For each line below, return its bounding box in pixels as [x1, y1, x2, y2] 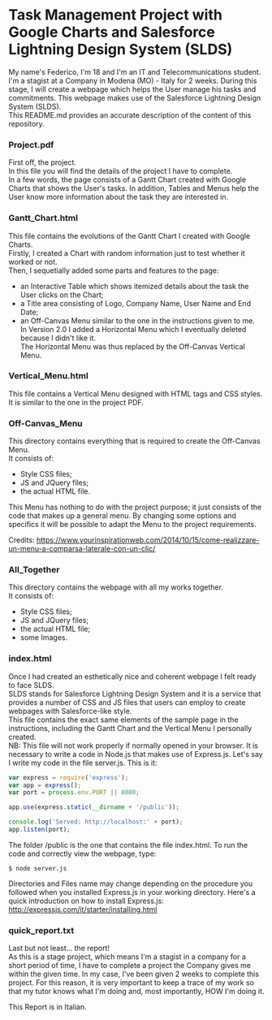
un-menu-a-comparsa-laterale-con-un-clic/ [8, 544, 156, 554]
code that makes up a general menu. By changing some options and [8, 511, 237, 521]
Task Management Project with [8, 6, 223, 24]
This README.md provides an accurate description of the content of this [8, 110, 252, 119]
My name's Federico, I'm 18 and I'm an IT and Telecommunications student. [8, 67, 261, 76]
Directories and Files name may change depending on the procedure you [8, 879, 253, 888]
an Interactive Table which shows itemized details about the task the [19, 281, 249, 291]
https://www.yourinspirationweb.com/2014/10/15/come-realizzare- [36, 535, 260, 545]
